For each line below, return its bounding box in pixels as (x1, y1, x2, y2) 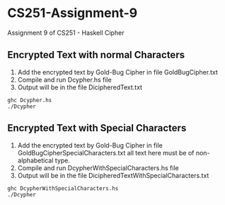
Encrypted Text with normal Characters (7, 49, 185, 61)
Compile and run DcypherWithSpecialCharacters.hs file (17, 163, 179, 172)
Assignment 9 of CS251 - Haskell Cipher (7, 28, 125, 37)
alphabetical (17, 156, 54, 165)
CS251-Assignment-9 (7, 5, 138, 21)
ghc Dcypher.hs (7, 96, 52, 104)
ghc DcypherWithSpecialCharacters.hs (7, 184, 119, 192)
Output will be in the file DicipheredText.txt (17, 83, 143, 92)
